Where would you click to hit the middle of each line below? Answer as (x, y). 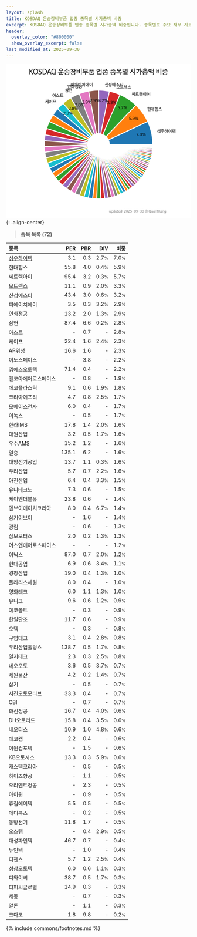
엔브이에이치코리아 (30, 508)
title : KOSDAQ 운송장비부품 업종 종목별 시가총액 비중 (64, 18)
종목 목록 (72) (36, 234)
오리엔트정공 (23, 785)
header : (16, 31)
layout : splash (25, 12)
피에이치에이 (23, 304)
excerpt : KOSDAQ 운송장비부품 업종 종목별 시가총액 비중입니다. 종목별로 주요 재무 (94, 25)
